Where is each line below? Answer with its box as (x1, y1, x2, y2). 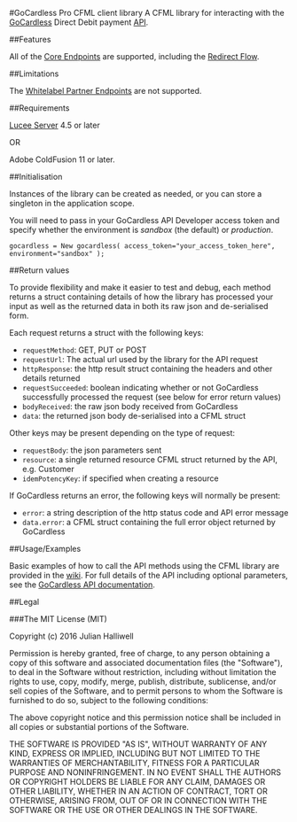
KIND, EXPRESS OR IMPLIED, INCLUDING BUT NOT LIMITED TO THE (9, 748, 261, 758)
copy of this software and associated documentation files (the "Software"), (9, 657, 284, 668)
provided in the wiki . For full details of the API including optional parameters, (9, 570, 288, 580)
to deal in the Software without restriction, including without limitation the (9, 667, 277, 677)
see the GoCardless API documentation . (9, 579, 155, 590)
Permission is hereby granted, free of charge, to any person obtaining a (9, 648, 270, 658)
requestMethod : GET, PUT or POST (21, 345, 147, 355)
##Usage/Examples (9, 544, 82, 554)
